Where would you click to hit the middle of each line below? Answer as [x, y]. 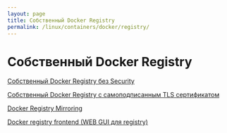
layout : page [26, 14]
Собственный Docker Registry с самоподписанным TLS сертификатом [114, 95]
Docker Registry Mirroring [45, 108]
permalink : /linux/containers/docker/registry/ [79, 27]
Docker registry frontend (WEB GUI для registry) [78, 122]
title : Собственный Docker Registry [61, 20]
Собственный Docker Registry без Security [71, 81]
